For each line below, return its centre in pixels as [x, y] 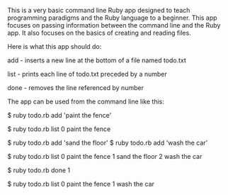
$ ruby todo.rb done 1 [39, 170]
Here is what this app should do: [55, 46]
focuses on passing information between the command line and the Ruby [114, 25]
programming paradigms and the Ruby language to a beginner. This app [112, 18]
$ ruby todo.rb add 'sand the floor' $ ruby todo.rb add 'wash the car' [108, 143]
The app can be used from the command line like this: [86, 101]
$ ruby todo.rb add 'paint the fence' [59, 115]
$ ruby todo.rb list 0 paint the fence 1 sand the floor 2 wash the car [105, 156]
